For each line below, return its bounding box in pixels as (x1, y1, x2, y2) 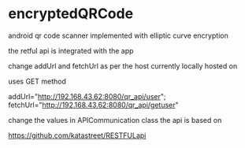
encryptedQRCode (8, 5, 134, 23)
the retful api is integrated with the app (8, 46, 134, 55)
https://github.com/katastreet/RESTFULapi (8, 131, 147, 140)
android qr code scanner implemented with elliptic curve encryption (8, 31, 228, 40)
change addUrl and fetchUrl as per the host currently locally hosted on (8, 61, 238, 71)
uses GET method (8, 76, 67, 86)
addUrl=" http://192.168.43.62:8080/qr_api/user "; (8, 91, 167, 101)
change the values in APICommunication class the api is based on (8, 115, 222, 124)
